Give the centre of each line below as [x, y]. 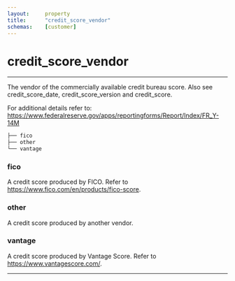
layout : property [39, 14]
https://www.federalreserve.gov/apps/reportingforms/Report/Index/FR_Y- [113, 115]
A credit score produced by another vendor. [71, 223]
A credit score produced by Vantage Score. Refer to [82, 256]
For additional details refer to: [50, 108]
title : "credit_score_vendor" [59, 20]
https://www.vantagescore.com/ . [55, 264]
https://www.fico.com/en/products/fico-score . [74, 189]
